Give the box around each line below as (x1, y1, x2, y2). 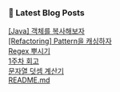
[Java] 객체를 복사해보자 (8, 26, 86, 36)
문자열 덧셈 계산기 (8, 66, 64, 76)
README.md (8, 75, 50, 85)
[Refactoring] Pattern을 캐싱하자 (8, 36, 112, 46)
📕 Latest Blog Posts (8, 7, 86, 18)
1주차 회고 (8, 56, 40, 66)
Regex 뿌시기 (8, 46, 50, 56)
